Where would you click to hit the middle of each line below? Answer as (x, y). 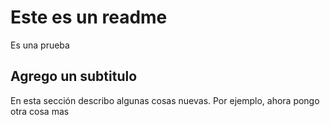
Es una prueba (40, 45)
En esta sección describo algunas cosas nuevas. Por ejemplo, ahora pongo (165, 100)
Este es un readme (89, 17)
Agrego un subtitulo (74, 76)
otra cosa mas (40, 111)
